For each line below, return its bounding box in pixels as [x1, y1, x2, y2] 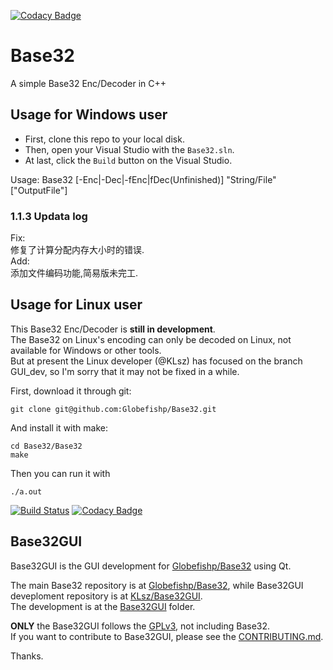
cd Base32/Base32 [10, 441, 83, 451]
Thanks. [10, 650, 44, 662]
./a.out [10, 486, 43, 497]
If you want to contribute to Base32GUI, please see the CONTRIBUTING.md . [10, 630, 324, 642]
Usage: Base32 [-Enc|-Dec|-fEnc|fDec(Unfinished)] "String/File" [10, 173, 277, 185]
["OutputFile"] [10, 184, 68, 196]
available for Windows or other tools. [10, 344, 162, 356]
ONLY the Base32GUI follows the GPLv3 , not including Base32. [10, 620, 271, 632]
